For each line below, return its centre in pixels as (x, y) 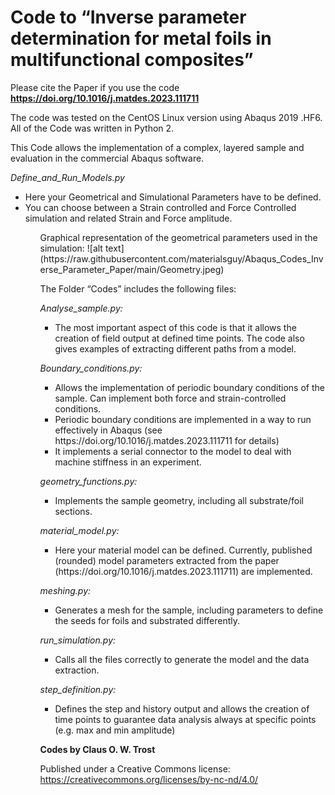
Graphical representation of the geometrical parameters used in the (178, 237)
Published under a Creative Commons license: (135, 768)
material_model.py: (79, 530)
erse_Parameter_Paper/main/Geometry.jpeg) (132, 269)
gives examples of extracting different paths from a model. (175, 348)
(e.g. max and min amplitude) (115, 730)
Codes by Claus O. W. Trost (97, 749)
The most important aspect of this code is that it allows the (175, 327)
